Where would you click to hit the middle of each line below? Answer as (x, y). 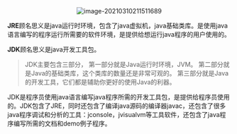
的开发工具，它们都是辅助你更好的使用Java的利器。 (100, 82)
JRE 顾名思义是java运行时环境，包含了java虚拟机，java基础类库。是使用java (118, 25)
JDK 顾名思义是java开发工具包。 (54, 49)
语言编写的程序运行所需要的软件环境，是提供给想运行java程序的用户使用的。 (119, 34)
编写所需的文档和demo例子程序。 (62, 123)
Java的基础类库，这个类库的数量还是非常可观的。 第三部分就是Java (130, 73)
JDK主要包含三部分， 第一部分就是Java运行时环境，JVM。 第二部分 (124, 64)
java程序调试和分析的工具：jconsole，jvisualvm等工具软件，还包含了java (114, 115)
